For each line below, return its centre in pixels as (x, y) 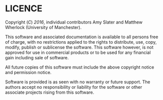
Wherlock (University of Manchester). (43, 27)
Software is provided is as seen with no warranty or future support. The (78, 82)
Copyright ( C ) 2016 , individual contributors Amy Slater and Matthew (74, 22)
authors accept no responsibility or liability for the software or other (74, 87)
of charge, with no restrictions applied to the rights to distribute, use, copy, (81, 42)
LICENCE (24, 9)
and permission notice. (28, 72)
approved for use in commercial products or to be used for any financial (78, 52)
